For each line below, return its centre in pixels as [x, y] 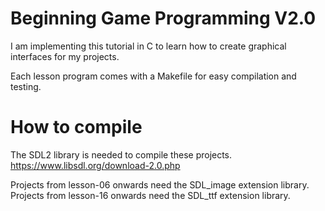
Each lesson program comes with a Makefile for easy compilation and [153, 76]
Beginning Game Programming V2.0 [163, 18]
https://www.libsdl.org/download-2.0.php [95, 165]
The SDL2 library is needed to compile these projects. [121, 154]
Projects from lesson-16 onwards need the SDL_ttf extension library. [150, 195]
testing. [26, 86]
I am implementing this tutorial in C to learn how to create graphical [148, 46]
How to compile [76, 127]
